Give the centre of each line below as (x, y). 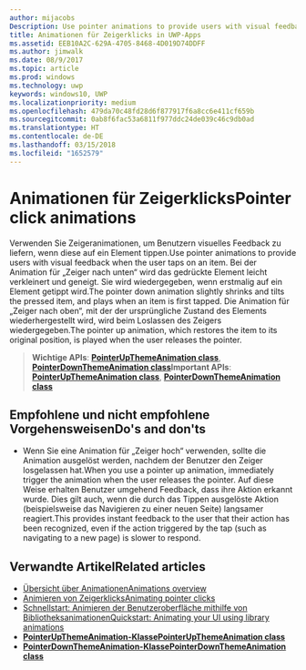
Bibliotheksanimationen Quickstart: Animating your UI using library (146, 618)
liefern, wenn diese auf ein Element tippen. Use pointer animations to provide (153, 252)
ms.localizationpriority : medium (73, 102)
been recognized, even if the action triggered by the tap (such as (144, 528)
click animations (73, 217)
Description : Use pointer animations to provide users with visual (140, 26)
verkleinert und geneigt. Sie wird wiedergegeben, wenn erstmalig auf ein (146, 281)
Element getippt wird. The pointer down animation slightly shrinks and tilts (147, 291)
